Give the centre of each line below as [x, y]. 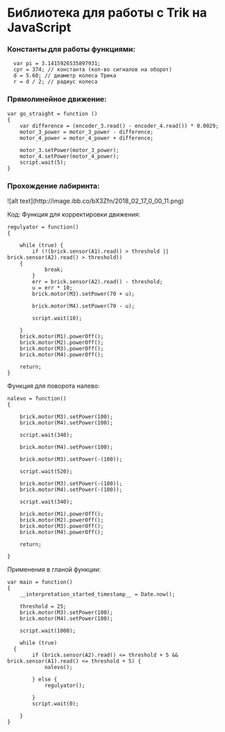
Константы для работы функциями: [71, 49]
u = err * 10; [52, 288]
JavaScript [39, 27]
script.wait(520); [46, 472]
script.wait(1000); [48, 631]
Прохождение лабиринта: [53, 185]
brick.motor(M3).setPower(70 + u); [84, 294]
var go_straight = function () [52, 114]
